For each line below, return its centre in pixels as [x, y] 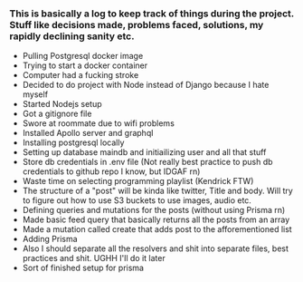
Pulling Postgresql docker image [83, 56]
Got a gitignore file [57, 114]
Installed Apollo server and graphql [88, 133]
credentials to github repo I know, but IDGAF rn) [111, 171]
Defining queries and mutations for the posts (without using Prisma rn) [154, 210]
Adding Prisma [50, 239]
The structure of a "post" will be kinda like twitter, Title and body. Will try [158, 191]
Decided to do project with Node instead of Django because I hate [146, 85]
